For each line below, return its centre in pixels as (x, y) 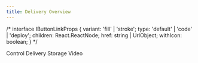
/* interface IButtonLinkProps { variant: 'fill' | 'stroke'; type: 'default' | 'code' (99, 29)
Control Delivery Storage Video (45, 53)
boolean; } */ (22, 41)
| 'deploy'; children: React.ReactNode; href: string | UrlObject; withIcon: (94, 35)
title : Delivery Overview (38, 12)
